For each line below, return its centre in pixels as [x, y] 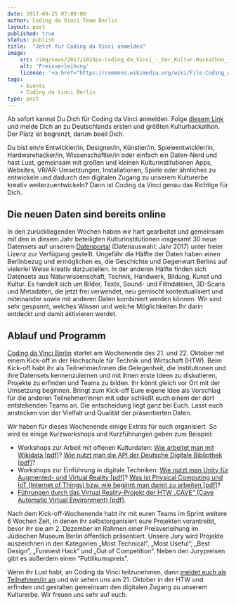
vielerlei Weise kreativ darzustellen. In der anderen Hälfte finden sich [107, 269]
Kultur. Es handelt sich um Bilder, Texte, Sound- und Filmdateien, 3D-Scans [116, 284]
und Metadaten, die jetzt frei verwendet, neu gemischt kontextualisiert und [115, 291]
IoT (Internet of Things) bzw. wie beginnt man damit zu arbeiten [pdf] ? [119, 485]
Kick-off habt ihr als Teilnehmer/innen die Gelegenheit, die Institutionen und [117, 367]
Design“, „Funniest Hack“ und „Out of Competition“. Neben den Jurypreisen [116, 550]
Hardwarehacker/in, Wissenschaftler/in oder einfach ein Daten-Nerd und [112, 155]
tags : [15, 79]
